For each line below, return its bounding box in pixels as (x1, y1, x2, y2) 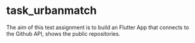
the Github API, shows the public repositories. (6, 30, 121, 37)
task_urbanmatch (6, 4, 97, 18)
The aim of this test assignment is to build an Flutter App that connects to (6, 24, 190, 31)
